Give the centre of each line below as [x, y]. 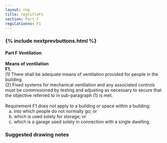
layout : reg [17, 10]
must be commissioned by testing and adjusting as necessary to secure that [83, 90]
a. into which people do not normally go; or [53, 111]
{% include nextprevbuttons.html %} [51, 41]
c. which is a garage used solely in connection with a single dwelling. [80, 122]
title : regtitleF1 [24, 14]
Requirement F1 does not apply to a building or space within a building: [78, 106]
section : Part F [22, 19]
